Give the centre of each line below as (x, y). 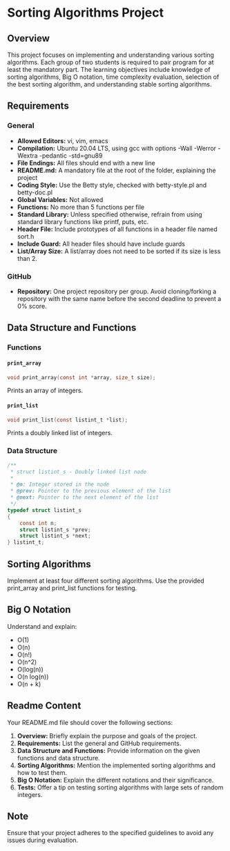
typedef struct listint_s (44, 510)
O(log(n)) (30, 669)
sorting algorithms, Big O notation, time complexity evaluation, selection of (113, 77)
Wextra (27, 155)
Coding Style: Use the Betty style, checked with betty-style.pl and (112, 185)
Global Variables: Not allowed (60, 199)
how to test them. (42, 772)
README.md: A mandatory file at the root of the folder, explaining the (116, 170)
